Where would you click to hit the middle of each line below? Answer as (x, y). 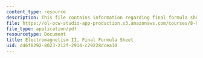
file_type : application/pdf (42, 29)
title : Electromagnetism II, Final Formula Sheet (70, 40)
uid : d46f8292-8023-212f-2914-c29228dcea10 (62, 46)
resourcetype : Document (36, 34)
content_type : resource (36, 12)
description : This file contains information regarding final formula (97, 18)
